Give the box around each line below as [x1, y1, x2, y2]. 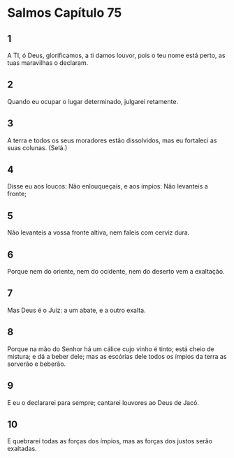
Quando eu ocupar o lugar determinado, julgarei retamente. [7, 97, 179, 105]
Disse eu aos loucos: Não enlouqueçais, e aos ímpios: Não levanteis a [7, 182, 208, 191]
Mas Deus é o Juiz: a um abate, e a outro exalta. [7, 306, 146, 314]
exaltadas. [7, 445, 37, 453]
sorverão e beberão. [7, 360, 66, 368]
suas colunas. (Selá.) [7, 143, 68, 152]
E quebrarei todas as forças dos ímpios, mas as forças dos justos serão [7, 437, 213, 445]
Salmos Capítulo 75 [7, 5, 122, 21]
